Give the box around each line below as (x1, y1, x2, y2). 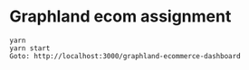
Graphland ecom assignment (9, 6, 232, 27)
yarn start (9, 43, 51, 53)
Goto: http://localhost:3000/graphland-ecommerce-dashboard (9, 51, 242, 60)
